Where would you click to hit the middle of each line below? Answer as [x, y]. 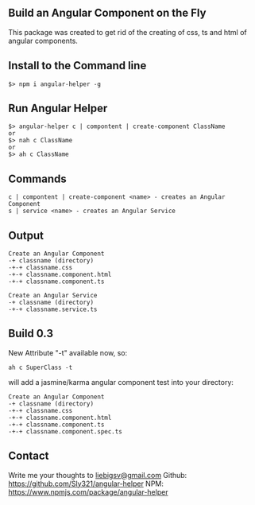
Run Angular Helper [58, 109]
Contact [29, 456]
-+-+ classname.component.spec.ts [66, 431]
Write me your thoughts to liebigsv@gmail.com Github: [98, 475]
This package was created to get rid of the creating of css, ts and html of [128, 32]
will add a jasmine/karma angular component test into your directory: [121, 382]
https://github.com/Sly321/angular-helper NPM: [86, 484]
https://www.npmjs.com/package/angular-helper [88, 491]
